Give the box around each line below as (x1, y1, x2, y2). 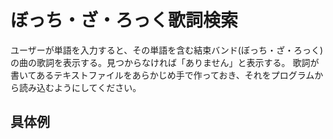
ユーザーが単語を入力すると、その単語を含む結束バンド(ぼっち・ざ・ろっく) (10, 44, 324, 56)
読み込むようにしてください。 (18, 81, 142, 93)
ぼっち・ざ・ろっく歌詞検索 (10, 9, 239, 32)
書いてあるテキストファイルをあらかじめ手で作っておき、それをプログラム (10, 69, 315, 81)
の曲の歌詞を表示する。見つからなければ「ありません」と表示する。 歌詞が (10, 56, 320, 68)
